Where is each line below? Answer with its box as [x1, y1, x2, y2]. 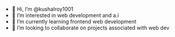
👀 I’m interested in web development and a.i [11, 12, 119, 19]
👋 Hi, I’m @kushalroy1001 [11, 6, 74, 12]
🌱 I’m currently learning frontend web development [11, 18, 136, 25]
